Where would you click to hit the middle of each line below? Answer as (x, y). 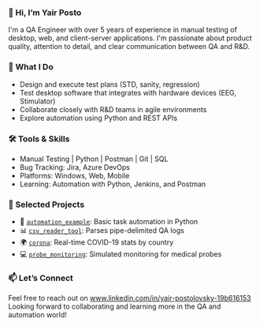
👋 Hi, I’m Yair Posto (45, 13)
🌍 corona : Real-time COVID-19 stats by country (97, 242)
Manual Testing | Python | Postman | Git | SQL (94, 159)
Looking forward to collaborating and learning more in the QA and (115, 306)
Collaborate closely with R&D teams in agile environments (113, 109)
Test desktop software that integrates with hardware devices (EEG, (128, 92)
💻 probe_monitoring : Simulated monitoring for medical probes (121, 254)
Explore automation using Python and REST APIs (98, 118)
